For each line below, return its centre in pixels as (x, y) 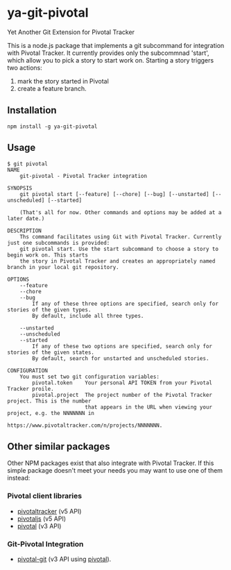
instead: (19, 478)
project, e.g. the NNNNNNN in (51, 413)
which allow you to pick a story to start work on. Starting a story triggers (110, 60)
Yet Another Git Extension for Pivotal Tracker (71, 32)
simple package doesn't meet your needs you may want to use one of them (115, 471)
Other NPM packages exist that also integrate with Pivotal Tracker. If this (111, 463)
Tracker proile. (31, 389)
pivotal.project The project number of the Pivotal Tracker (122, 395)
